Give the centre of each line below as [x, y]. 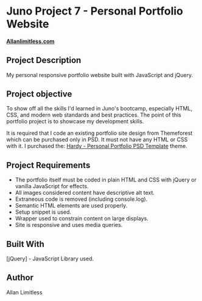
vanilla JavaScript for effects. [52, 186]
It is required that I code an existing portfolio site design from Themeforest [99, 133]
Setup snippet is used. [43, 212]
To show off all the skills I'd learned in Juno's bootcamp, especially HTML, [99, 109]
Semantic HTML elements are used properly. [71, 206]
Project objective [39, 94]
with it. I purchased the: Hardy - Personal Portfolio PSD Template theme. [97, 146]
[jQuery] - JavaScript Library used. [50, 259]
